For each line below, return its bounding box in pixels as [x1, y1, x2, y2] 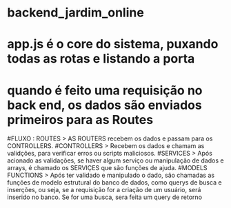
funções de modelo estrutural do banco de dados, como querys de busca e [7, 178, 222, 187]
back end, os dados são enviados [7, 97, 202, 113]
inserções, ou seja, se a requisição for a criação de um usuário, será [7, 186, 201, 194]
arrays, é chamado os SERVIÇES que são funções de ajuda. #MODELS [7, 164, 208, 172]
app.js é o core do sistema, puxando [7, 37, 219, 52]
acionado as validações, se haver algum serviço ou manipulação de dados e [7, 156, 224, 165]
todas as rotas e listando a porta [7, 51, 195, 67]
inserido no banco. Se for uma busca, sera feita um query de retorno [7, 193, 202, 201]
